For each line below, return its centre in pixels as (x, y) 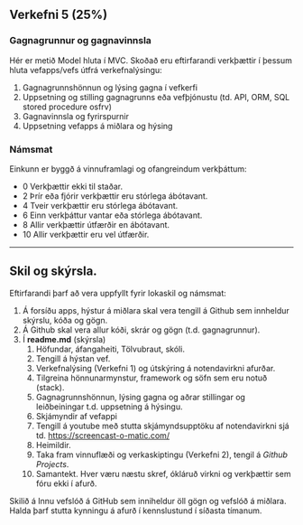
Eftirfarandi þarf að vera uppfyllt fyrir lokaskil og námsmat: (118, 293)
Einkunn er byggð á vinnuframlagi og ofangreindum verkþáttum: (128, 169)
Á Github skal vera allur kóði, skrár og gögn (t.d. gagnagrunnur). (141, 330)
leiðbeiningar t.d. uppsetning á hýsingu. (109, 407)
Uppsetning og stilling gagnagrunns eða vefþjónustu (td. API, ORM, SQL (156, 97)
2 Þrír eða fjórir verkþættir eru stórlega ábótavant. (115, 196)
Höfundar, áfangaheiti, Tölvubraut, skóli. (110, 349)
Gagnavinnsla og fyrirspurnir (75, 116)
